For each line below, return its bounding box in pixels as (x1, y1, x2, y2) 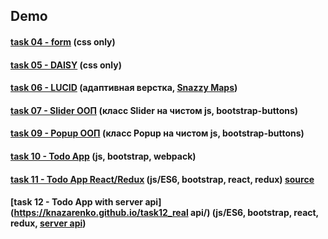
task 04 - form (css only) (10, 35, 116, 48)
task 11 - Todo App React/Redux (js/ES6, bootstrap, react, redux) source (10, 173, 315, 185)
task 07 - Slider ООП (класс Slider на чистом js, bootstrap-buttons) (10, 104, 299, 116)
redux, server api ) (10, 217, 87, 229)
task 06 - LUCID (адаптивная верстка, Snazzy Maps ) (10, 82, 238, 94)
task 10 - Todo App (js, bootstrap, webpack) (10, 150, 197, 162)
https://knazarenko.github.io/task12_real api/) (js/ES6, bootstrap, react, (13, 207, 319, 219)
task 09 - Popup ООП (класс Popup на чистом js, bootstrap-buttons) (10, 127, 305, 139)
